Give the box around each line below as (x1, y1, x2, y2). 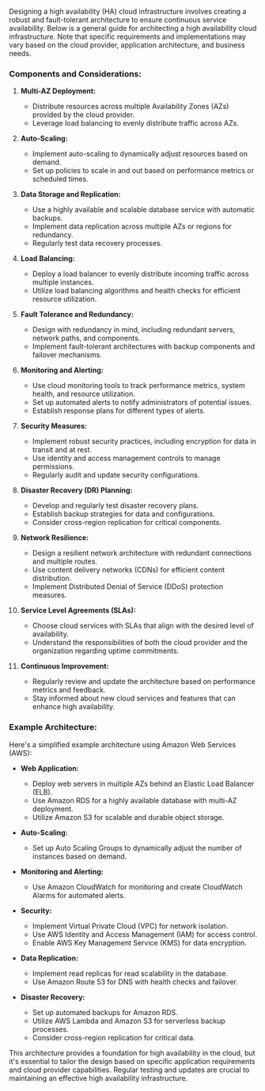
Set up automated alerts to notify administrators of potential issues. (32, 398, 252, 407)
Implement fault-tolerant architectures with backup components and (32, 342, 256, 351)
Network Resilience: (20, 533, 89, 542)
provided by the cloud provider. (32, 110, 135, 119)
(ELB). (32, 787, 53, 797)
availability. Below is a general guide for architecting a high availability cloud (9, 24, 257, 32)
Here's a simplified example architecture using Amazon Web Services (9, 739, 237, 749)
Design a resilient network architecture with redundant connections (32, 549, 252, 558)
